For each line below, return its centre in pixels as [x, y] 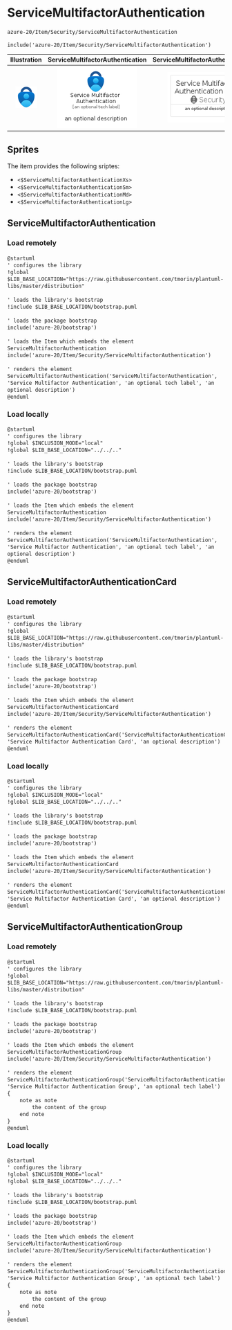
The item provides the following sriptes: [64, 166]
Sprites [23, 149]
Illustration [26, 60]
